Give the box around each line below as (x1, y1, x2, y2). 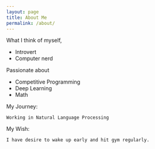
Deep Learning (14, 85, 52, 92)
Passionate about (6, 67, 49, 74)
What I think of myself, (6, 37, 62, 44)
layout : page (6, 8, 39, 15)
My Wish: (6, 125, 30, 133)
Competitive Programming (14, 78, 80, 85)
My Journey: (6, 103, 38, 110)
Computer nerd (14, 55, 53, 62)
